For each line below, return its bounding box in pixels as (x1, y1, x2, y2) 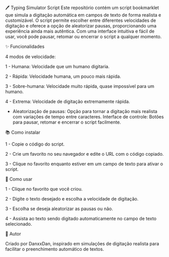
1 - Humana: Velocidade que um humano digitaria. (5, 64, 110, 69)
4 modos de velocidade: (5, 53, 56, 60)
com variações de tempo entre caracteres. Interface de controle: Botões (12, 114, 164, 120)
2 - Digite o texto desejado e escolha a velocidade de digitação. (5, 196, 139, 202)
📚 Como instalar (5, 129, 41, 135)
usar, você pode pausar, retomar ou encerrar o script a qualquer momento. (5, 34, 162, 40)
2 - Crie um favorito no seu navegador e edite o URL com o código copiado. (5, 151, 164, 157)
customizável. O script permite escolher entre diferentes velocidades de (5, 17, 156, 23)
